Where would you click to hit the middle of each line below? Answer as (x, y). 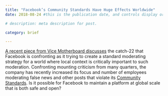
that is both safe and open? (33, 88)
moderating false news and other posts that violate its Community (73, 77)
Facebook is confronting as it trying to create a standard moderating (75, 56)
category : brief (22, 32)
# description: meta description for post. (51, 23)
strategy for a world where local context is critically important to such (77, 62)
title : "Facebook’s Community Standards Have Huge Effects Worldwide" (80, 10)
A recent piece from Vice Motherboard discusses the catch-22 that (74, 51)
